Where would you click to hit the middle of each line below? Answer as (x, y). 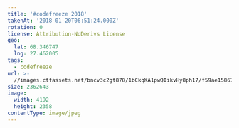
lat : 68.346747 (36, 47)
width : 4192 (32, 100)
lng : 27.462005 (36, 54)
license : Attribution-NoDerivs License (67, 34)
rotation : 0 (25, 27)
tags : (15, 60)
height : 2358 (33, 107)
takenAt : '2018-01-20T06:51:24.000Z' (63, 21)
